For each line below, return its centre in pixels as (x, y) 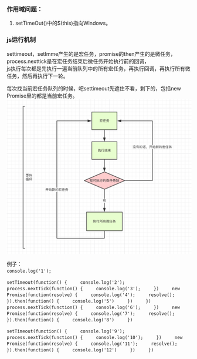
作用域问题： (25, 9)
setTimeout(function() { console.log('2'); (66, 283)
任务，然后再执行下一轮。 (38, 76)
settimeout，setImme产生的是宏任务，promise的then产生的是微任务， (91, 53)
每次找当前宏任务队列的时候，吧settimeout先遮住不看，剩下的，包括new (94, 88)
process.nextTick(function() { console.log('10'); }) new (95, 338)
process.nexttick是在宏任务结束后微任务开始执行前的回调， (78, 61)
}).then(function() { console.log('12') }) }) (80, 350)
